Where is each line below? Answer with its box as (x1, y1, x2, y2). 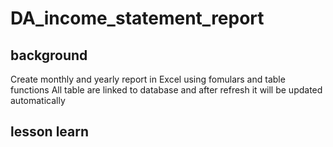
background (10, 47, 88, 64)
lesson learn (10, 123, 90, 141)
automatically (10, 95, 66, 106)
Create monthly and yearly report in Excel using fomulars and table (10, 73, 286, 85)
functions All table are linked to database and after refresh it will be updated (10, 84, 323, 96)
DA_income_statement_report (10, 7, 265, 30)
